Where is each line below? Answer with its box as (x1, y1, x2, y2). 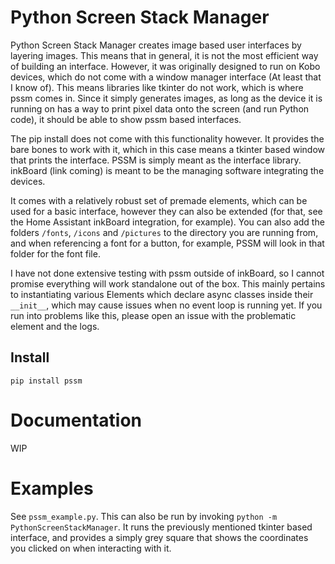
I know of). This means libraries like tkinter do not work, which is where (10, 81, 304, 93)
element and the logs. (10, 320, 100, 332)
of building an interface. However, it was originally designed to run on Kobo (10, 60, 321, 72)
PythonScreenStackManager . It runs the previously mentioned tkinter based (10, 521, 313, 533)
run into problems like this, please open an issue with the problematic (10, 309, 297, 321)
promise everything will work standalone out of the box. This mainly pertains (10, 277, 326, 290)
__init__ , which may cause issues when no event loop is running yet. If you (10, 299, 323, 311)
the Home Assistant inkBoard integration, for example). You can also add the (10, 216, 325, 228)
